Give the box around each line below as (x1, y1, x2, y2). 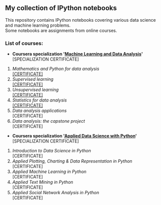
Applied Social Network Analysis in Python (12, 190, 99, 196)
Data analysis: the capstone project (12, 118, 85, 124)
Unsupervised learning (12, 87, 59, 93)
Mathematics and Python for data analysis (12, 66, 99, 72)
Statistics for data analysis (12, 97, 67, 103)
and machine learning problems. (5, 22, 71, 28)
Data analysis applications (12, 108, 67, 114)
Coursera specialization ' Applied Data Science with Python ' (12, 133, 137, 139)
